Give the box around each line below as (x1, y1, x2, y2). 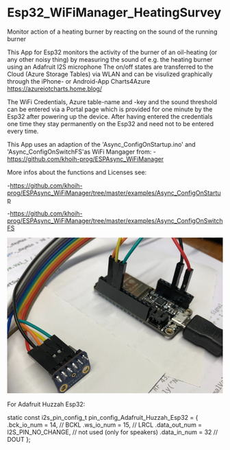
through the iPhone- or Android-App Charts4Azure (7, 77, 151, 85)
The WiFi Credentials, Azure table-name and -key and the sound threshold (7, 97, 218, 106)
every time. (7, 127, 39, 135)
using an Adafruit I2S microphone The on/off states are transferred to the (7, 62, 214, 71)
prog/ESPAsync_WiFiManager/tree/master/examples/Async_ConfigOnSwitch (7, 216, 223, 224)
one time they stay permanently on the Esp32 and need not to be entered (7, 119, 214, 128)
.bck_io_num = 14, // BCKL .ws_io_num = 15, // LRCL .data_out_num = (7, 421, 203, 429)
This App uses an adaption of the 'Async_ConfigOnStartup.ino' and (7, 140, 196, 148)
